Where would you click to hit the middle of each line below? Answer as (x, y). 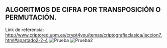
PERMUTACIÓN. (31, 18)
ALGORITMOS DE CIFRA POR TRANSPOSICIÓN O (83, 10)
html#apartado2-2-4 (27, 40)
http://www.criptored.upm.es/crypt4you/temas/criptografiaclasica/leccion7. (83, 35)
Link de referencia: (25, 29)
